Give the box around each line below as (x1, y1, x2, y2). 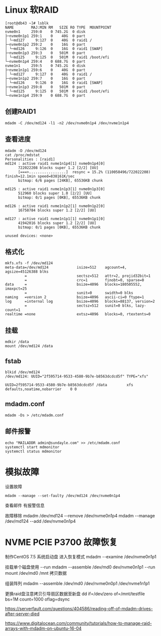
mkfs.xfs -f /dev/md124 (5, 261, 53, 266)
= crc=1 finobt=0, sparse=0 (24, 278, 145, 283)
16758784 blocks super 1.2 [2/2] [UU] (17, 207, 97, 213)
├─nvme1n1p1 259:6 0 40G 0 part (5, 68, 86, 72)
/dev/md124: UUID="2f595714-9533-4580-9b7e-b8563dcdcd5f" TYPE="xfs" (5, 374, 149, 379)
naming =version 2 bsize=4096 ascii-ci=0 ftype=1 (5, 295, 145, 300)
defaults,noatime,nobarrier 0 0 (5, 387, 77, 392)
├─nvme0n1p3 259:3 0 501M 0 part (5, 51, 86, 55)
